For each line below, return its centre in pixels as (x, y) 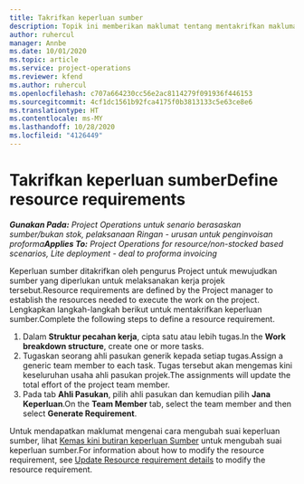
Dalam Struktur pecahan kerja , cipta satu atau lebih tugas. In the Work (154, 337)
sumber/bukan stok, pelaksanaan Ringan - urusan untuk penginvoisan (141, 234)
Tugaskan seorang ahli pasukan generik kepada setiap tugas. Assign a (152, 356)
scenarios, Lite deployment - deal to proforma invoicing (113, 253)
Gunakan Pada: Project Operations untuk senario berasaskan (125, 224)
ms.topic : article (44, 60)
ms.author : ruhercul (48, 85)
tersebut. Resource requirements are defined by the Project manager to (141, 289)
